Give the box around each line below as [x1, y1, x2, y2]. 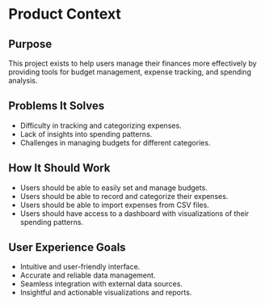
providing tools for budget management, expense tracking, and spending [8, 67, 252, 77]
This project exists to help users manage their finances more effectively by [8, 58, 257, 68]
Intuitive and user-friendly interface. [19, 262, 141, 272]
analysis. [8, 76, 38, 85]
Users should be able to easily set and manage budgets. [19, 183, 208, 193]
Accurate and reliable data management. [19, 270, 156, 280]
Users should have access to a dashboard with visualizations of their [19, 208, 250, 218]
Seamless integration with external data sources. [19, 279, 183, 289]
